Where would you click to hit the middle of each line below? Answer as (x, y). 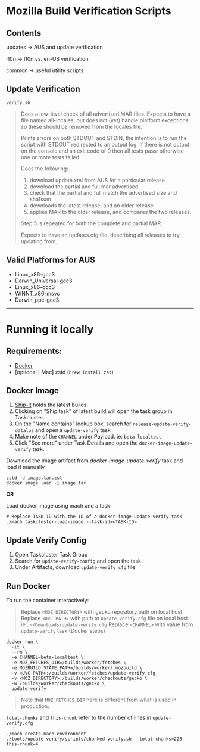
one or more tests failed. (51, 157)
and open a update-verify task (73, 430)
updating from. (39, 241)
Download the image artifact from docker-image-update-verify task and (95, 461)
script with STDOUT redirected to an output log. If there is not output (105, 144)
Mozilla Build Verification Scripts (89, 11)
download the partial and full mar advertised (84, 187)
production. (35, 706)
